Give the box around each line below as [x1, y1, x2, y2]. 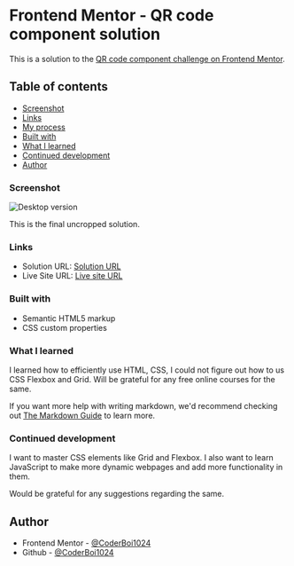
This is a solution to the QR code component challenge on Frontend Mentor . [9, 53, 285, 64]
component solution [9, 24, 161, 44]
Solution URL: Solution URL [21, 261, 121, 271]
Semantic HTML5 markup [21, 312, 116, 324]
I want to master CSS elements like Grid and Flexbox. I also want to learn [9, 452, 275, 463]
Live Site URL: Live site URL [21, 271, 123, 281]
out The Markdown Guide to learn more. [9, 410, 156, 421]
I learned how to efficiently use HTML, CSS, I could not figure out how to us [9, 365, 285, 375]
